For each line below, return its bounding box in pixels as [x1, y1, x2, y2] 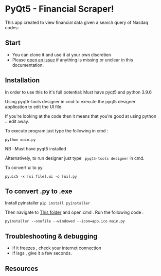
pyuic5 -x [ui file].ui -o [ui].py [5, 174, 77, 179]
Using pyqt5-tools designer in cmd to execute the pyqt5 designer [5, 98, 136, 104]
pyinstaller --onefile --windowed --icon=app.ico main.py [5, 219, 125, 224]
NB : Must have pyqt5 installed [5, 146, 67, 151]
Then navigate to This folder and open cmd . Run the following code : [5, 209, 144, 215]
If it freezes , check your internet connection [12, 245, 101, 251]
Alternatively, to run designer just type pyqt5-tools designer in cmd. [5, 155, 144, 161]
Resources [5, 264, 38, 273]
